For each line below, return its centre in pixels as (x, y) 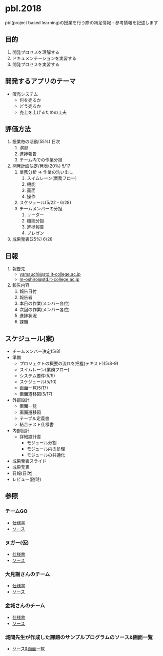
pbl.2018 (23, 9)
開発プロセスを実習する (36, 64)
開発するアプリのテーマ (40, 81)
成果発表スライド (29, 461)
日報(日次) (22, 473)
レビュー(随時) (27, 479)
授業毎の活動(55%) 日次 (36, 141)
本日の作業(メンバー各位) (44, 303)
